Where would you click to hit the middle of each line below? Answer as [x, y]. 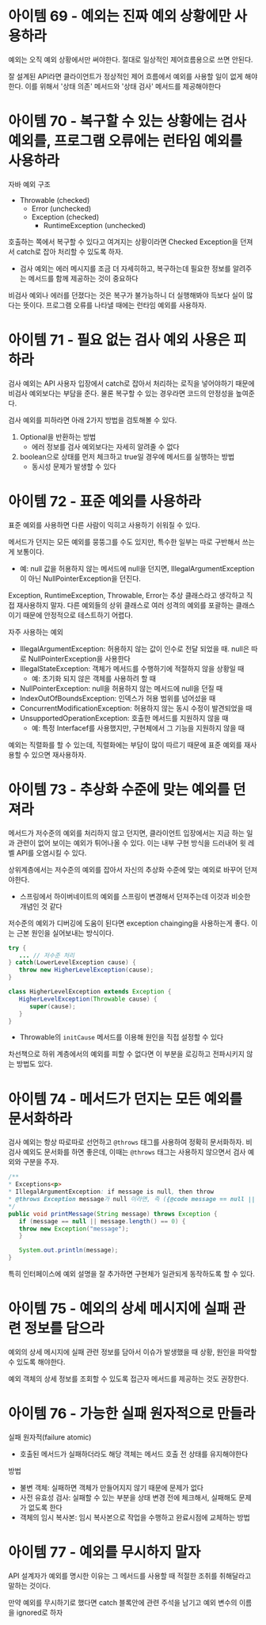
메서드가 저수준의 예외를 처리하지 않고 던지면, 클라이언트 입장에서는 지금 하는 [127, 833]
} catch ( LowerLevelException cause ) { [72, 963]
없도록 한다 [45, 1507]
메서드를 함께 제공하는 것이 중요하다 [83, 278]
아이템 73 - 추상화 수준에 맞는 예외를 [119, 790]
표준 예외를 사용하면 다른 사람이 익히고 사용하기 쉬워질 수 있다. [104, 525]
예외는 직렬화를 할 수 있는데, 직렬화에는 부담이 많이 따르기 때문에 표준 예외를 [125, 745]
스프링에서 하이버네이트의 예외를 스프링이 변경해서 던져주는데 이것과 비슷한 [135, 896]
